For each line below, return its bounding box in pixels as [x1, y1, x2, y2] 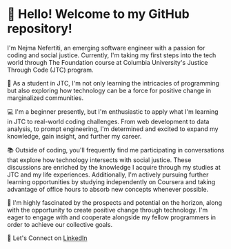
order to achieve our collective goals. [7, 220, 112, 228]
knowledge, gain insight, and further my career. [7, 132, 142, 140]
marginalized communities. [7, 93, 84, 102]
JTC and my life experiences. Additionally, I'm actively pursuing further [7, 170, 209, 179]
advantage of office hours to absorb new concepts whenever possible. [7, 185, 209, 193]
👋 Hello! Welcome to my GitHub [7, 6, 190, 22]
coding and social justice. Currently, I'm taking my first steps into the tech [7, 51, 217, 59]
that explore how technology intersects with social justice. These [7, 155, 192, 164]
